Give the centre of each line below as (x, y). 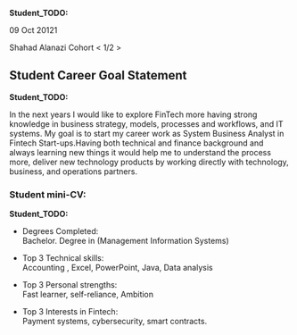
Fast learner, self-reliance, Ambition (88, 295)
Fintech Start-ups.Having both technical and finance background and (136, 143)
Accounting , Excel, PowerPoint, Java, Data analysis (117, 268)
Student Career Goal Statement (98, 75)
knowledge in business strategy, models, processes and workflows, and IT (146, 123)
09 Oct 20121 (33, 30)
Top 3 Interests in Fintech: (70, 312)
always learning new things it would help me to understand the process (140, 152)
